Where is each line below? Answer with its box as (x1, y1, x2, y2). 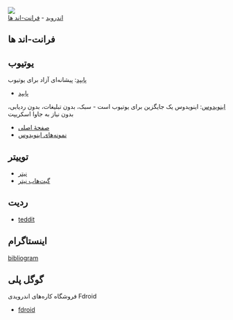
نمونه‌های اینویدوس (17, 130, 67, 139)
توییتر (8, 151, 28, 162)
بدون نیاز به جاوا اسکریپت (8, 110, 74, 118)
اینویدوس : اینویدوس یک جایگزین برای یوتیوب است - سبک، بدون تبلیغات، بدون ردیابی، (8, 103, 226, 111)
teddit (17, 215, 35, 224)
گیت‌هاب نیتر (17, 177, 51, 185)
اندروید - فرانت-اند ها (8, 14, 64, 22)
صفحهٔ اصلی (17, 124, 50, 132)
